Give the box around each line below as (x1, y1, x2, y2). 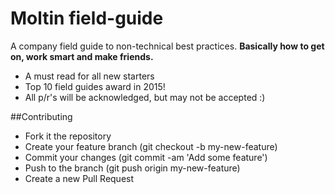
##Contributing (10, 110, 73, 122)
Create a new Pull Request (24, 172, 135, 184)
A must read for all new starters (24, 70, 155, 82)
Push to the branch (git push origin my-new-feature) (24, 162, 241, 174)
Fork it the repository (24, 130, 112, 142)
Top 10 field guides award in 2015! (24, 80, 166, 92)
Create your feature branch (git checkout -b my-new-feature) (24, 140, 278, 152)
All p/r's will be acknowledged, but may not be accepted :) (24, 91, 266, 103)
